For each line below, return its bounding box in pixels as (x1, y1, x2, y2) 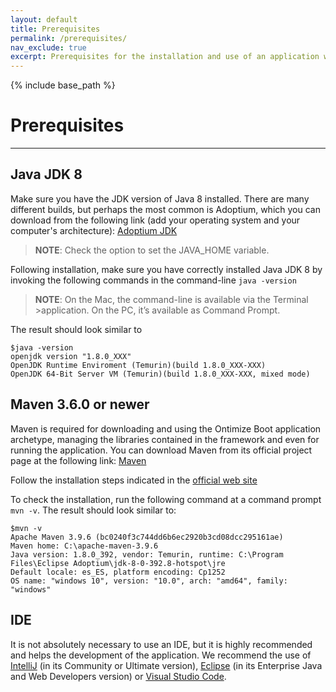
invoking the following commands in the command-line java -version (10, 274, 297, 286)
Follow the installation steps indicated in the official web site (10, 474, 258, 486)
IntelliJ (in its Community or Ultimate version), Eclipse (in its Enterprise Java (10, 659, 323, 671)
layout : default (10, 14, 78, 25)
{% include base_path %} (10, 79, 116, 91)
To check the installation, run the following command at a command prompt (10, 493, 322, 505)
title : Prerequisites (10, 24, 101, 34)
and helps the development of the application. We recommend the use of (10, 649, 312, 661)
